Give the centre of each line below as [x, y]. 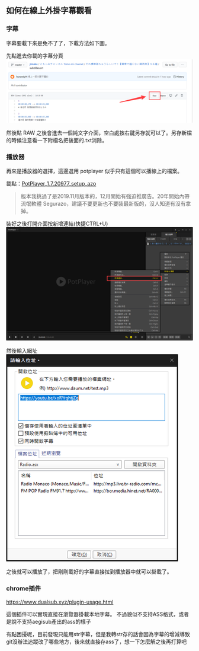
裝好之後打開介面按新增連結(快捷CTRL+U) [57, 224]
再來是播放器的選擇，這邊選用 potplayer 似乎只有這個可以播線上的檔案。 [94, 171]
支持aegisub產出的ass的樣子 [56, 621]
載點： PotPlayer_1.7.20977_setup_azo [51, 184]
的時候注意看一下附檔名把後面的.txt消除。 [57, 140]
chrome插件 [24, 589]
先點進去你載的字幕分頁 [35, 56]
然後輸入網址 [22, 351]
